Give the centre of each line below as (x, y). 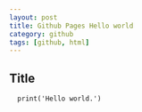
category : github (42, 34)
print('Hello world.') (59, 99)
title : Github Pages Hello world (71, 26)
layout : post (33, 17)
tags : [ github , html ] (50, 42)
